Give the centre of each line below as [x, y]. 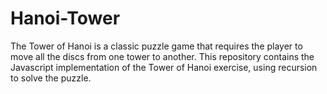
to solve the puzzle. [51, 78]
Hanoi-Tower [65, 18]
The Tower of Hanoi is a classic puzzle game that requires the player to [156, 46]
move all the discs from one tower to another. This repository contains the [162, 56]
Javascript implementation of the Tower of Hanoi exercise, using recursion [164, 67]
